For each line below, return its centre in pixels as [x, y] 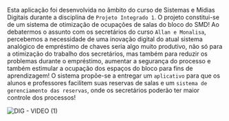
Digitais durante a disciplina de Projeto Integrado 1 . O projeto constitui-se [113, 17]
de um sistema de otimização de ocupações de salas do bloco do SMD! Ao [113, 24]
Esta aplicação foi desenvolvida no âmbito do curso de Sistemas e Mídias [111, 10]
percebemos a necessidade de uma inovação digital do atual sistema [105, 39]
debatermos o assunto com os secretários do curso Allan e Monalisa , [107, 32]
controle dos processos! [42, 98]
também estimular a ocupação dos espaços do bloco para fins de [100, 68]
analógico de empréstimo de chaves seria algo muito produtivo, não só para [115, 46]
